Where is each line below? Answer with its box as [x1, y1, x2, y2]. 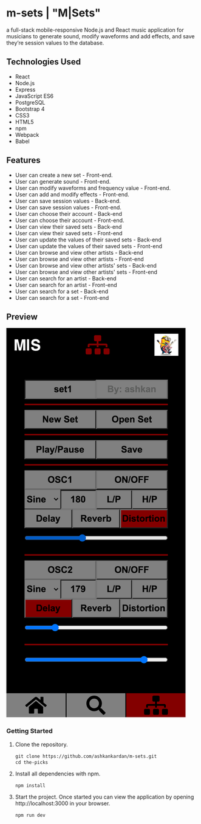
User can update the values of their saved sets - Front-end [15, 242, 163, 249]
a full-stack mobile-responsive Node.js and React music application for [6, 26, 184, 33]
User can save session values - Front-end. [15, 204, 121, 211]
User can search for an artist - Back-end [15, 274, 117, 282]
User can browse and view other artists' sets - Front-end [15, 268, 158, 275]
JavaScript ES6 [15, 92, 54, 100]
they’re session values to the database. [6, 39, 104, 46]
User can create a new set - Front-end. [15, 171, 114, 179]
